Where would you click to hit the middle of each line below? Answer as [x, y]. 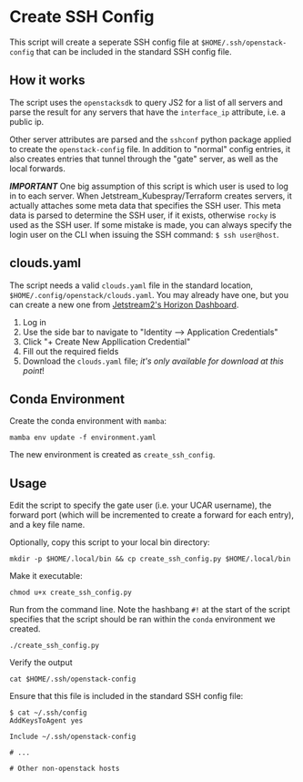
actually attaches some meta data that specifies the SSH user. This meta [146, 205]
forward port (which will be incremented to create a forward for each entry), [151, 515]
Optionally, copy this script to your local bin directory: [110, 542]
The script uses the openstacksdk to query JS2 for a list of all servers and [146, 102]
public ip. [27, 121]
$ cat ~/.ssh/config [49, 713]
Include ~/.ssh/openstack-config [73, 737]
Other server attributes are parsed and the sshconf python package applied [151, 139]
